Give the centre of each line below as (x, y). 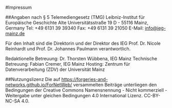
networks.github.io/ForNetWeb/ (39, 85)
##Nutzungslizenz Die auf (33, 79)
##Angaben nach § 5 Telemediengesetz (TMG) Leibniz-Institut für (75, 17)
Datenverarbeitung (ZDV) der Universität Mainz (55, 69)
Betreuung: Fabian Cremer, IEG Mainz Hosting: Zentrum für (68, 64)
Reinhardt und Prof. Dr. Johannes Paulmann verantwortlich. (68, 49)
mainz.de (15, 33)
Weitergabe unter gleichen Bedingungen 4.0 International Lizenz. (74, 96)
